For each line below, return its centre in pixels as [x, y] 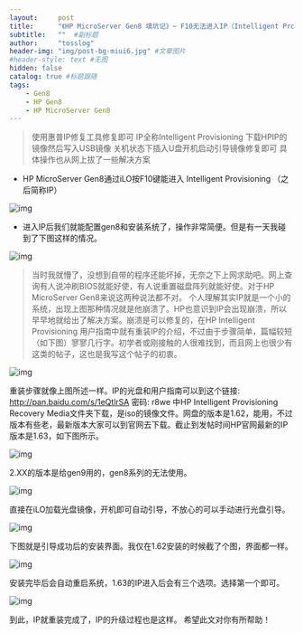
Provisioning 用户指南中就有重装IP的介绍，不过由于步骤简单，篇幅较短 [162, 332]
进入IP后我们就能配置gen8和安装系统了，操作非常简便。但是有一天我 [150, 227]
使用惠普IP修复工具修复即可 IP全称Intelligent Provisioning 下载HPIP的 [159, 137]
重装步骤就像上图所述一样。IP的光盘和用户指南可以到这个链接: [125, 391]
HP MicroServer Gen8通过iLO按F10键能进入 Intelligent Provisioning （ [151, 179]
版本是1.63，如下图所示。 [56, 436]
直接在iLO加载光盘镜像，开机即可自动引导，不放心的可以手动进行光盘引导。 [150, 510]
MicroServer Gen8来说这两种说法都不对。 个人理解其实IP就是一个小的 [161, 298]
